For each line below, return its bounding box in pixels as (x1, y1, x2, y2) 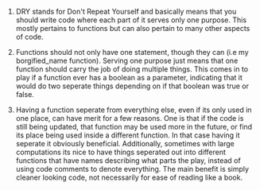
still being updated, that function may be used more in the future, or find (15, 122, 253, 131)
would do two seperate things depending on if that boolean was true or (15, 81, 249, 91)
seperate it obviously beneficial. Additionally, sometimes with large (15, 139, 235, 148)
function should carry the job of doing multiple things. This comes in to (15, 64, 249, 74)
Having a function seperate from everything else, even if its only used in (15, 105, 252, 114)
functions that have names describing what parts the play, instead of (15, 156, 241, 165)
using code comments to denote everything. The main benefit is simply (15, 165, 249, 173)
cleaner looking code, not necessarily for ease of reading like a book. (15, 173, 243, 182)
